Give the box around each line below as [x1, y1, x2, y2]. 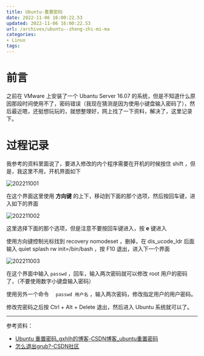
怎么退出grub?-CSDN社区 [15, 342, 80, 350]
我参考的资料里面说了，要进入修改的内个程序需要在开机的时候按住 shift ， [6, 159, 191, 167]
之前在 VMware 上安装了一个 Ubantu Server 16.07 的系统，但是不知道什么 [6, 92, 191, 99]
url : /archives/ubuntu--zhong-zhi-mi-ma [6, 26, 110, 32]
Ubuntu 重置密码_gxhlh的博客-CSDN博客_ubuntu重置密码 [15, 335, 158, 342]
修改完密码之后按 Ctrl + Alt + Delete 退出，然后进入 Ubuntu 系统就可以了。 [6, 303, 193, 310]
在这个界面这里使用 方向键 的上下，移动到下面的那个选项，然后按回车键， [6, 192, 190, 200]
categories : [6, 32, 36, 38]
